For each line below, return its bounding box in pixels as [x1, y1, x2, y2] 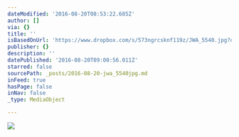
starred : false [7, 63, 53, 70]
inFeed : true [7, 76, 46, 84]
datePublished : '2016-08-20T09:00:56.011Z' [7, 57, 139, 64]
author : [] [7, 17, 40, 24]
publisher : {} [7, 43, 50, 50]
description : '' [7, 50, 55, 57]
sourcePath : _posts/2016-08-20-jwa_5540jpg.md [7, 70, 148, 77]
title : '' [7, 30, 37, 38]
